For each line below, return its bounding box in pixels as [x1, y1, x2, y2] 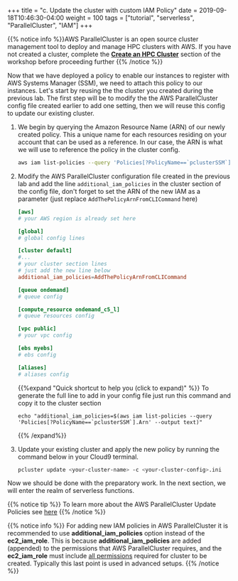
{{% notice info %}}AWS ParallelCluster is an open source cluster [7, 35, 199, 43]
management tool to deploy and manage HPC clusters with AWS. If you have [7, 43, 232, 50]
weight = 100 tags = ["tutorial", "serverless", [65, 13, 195, 22]
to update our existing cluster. [7, 109, 94, 117]
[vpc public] [17, 325, 57, 332]
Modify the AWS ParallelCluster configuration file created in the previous [17, 172, 231, 180]
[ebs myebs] [17, 344, 53, 352]
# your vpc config [17, 332, 72, 340]
